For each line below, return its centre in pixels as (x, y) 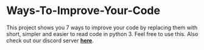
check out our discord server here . (50, 40)
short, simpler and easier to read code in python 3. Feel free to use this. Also (102, 34)
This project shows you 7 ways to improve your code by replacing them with (102, 27)
